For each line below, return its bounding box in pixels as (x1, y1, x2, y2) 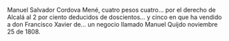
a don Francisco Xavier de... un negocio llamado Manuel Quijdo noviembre (7, 20, 218, 28)
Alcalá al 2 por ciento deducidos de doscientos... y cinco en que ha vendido (7, 13, 222, 21)
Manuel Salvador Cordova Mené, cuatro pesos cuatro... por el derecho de (7, 6, 216, 14)
